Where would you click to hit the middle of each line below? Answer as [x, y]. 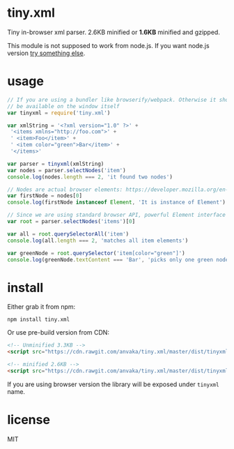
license [29, 420]
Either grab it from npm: [41, 307]
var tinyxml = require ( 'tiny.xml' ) [59, 113]
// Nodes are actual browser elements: [65, 190]
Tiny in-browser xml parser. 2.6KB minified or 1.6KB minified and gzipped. [114, 32]
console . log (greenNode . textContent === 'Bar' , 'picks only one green [110, 259]
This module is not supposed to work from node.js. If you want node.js [109, 45]
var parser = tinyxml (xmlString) [56, 164]
